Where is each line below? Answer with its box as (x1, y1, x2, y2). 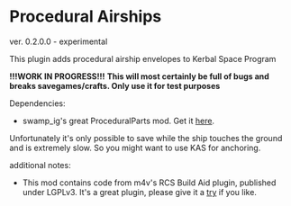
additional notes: (9, 159, 71, 170)
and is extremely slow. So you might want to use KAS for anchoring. (9, 142, 261, 153)
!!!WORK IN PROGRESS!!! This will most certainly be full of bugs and (9, 70, 270, 82)
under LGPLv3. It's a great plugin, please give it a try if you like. (22, 186, 257, 197)
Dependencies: (9, 97, 66, 109)
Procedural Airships (9, 6, 162, 27)
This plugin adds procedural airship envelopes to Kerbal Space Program (9, 53, 277, 64)
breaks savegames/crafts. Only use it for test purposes (9, 80, 221, 91)
